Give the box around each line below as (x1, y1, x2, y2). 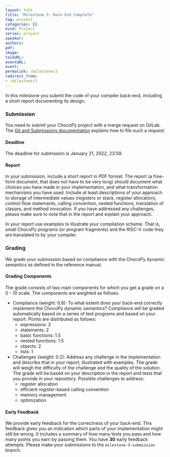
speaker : (5, 36, 24, 41)
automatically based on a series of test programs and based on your (12, 310, 156, 317)
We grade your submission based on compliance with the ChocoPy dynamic (5, 256, 165, 262)
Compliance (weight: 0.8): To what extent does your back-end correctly (12, 300, 162, 306)
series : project (5, 31, 40, 36)
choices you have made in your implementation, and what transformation (5, 184, 158, 190)
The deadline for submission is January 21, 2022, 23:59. (5, 151, 123, 157)
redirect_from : (5, 74, 38, 79)
